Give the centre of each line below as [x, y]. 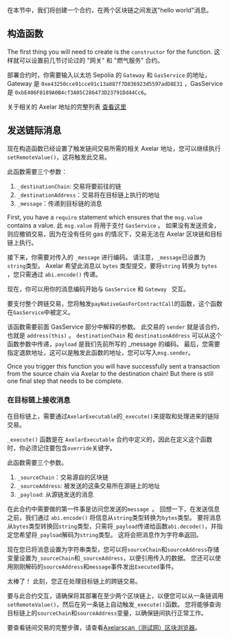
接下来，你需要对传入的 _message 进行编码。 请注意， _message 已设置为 [106, 257]
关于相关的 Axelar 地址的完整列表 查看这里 [67, 107]
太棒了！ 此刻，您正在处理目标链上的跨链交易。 [74, 581]
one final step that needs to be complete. [65, 381]
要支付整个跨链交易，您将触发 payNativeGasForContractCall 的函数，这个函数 [115, 303]
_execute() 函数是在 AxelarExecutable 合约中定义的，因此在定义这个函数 [110, 439]
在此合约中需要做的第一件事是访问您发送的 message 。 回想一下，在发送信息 [114, 509]
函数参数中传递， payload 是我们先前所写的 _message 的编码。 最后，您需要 [114, 344]
